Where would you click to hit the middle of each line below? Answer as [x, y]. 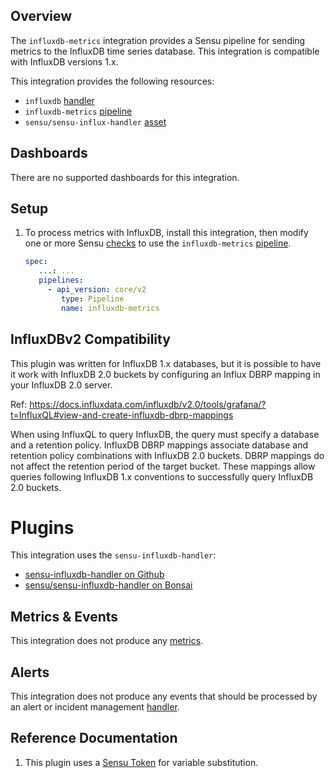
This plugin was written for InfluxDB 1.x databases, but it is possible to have [166, 363]
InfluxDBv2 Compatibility [90, 339]
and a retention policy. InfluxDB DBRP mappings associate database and [159, 445]
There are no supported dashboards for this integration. [125, 177]
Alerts [30, 672]
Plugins [42, 527]
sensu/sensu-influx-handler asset [95, 121]
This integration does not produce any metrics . [107, 641]
